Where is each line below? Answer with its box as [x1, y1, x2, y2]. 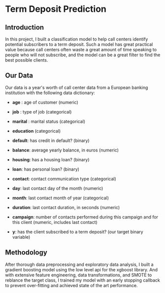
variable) [12, 234, 31, 240]
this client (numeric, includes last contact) [12, 219, 98, 225]
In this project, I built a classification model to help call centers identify [5, 36, 148, 42]
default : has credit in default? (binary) [12, 137, 90, 144]
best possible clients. [5, 57, 48, 63]
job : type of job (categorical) [12, 109, 72, 114]
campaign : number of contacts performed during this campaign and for [12, 214, 159, 220]
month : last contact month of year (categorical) [12, 195, 109, 201]
